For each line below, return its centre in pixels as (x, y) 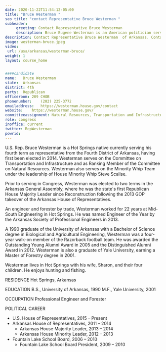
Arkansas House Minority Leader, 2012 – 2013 (66, 334)
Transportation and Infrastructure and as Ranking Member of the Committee (83, 163)
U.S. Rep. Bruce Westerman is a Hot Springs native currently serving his (78, 148)
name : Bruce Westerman (31, 78)
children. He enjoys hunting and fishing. (46, 270)
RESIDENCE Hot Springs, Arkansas (41, 280)
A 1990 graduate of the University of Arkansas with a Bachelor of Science (80, 229)
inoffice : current (24, 124)
